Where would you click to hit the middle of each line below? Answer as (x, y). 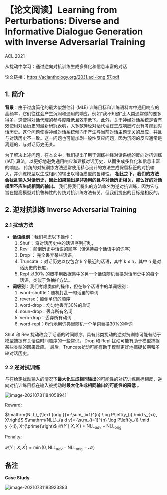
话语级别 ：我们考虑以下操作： (43, 237)
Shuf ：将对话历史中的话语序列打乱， (58, 243)
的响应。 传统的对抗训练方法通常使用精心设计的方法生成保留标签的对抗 (78, 167)
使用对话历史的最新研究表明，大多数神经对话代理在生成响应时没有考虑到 (83, 125)
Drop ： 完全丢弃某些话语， (48, 255)
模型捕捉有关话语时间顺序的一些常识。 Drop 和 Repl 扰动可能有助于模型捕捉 (83, 341)
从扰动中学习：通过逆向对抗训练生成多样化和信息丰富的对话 (66, 66)
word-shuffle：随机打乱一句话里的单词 (59, 293)
